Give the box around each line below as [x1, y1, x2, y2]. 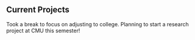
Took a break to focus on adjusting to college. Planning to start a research [6, 20, 189, 27]
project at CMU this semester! [6, 27, 80, 34]
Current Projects [6, 5, 70, 15]
